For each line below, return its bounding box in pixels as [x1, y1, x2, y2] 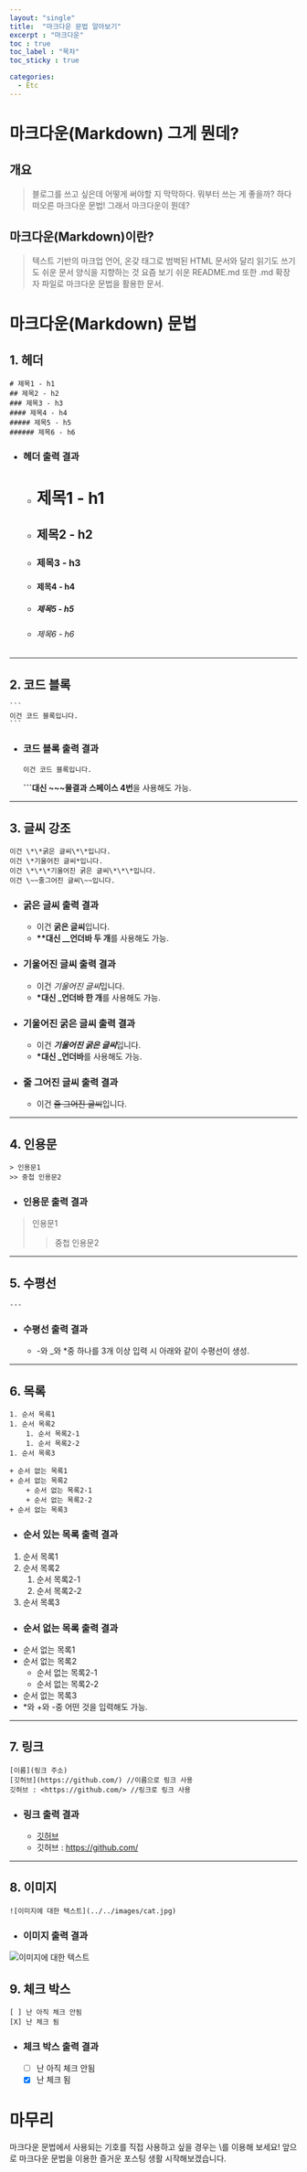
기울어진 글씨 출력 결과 [22, 958, 116, 970]
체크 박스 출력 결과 [22, 2040, 99, 2053]
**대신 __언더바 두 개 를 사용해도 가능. [36, 933, 169, 944]
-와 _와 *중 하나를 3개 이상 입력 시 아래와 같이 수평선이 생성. [36, 1345, 249, 1356]
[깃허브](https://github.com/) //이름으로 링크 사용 [9, 1775, 194, 1784]
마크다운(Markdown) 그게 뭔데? [9, 123, 239, 144]
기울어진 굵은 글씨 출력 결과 [22, 1017, 135, 1030]
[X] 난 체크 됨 [9, 2017, 59, 2027]
